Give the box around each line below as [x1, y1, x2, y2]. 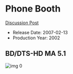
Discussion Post [5, 20, 39, 26]
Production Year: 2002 [12, 35, 60, 41]
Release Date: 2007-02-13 [12, 29, 68, 35]
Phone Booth [5, 3, 61, 15]
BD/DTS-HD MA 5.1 [5, 49, 66, 58]
